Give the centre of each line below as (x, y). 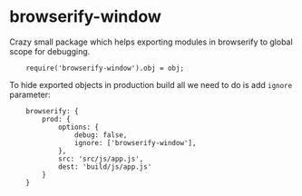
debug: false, (101, 135)
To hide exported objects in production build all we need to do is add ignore (151, 84)
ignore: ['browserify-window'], (135, 142)
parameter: (30, 94)
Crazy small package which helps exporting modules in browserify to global (151, 42)
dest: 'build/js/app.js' (105, 167)
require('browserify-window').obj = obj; (105, 68)
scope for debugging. (50, 51)
